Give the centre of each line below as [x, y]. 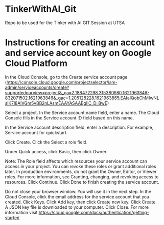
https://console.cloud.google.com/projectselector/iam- [62, 82]
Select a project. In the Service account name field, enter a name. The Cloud [82, 112]
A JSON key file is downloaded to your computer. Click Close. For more [77, 207]
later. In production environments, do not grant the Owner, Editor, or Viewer [81, 171]
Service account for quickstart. [36, 132]
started [12, 218]
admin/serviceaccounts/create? [37, 87]
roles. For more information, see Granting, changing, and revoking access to [82, 177]
